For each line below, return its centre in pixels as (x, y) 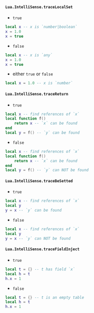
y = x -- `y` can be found (33, 211)
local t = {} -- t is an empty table (45, 297)
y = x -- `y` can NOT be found (38, 238)
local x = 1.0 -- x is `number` (39, 83)
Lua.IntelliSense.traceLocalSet (39, 7)
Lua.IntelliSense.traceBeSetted (39, 181)
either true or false (33, 74)
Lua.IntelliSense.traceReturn (37, 94)
